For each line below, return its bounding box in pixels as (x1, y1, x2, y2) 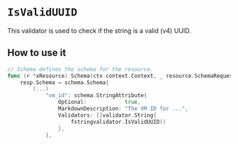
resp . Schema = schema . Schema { (20, 79, 110, 86)
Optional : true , (57, 98, 141, 106)
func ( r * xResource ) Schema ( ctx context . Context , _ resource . (7, 72, 195, 79)
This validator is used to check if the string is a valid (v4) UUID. (7, 26, 191, 35)
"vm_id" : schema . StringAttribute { (45, 92, 147, 99)
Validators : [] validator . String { (57, 112, 157, 119)
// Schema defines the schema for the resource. (7, 66, 154, 73)
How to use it (7, 47, 67, 59)
